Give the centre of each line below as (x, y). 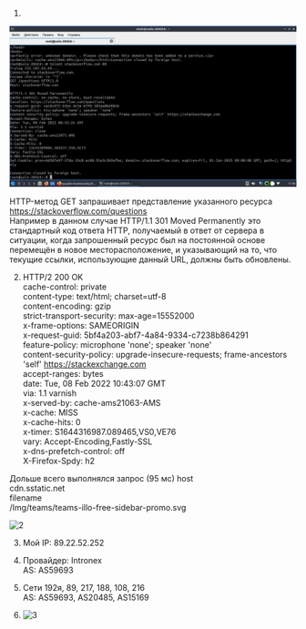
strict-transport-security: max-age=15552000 (108, 316)
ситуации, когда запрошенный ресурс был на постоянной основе (138, 240)
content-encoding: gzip (66, 306)
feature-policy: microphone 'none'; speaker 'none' (117, 345)
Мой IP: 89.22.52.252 (63, 543)
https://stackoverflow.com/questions (78, 211)
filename (26, 498)
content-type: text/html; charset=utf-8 (94, 296)
